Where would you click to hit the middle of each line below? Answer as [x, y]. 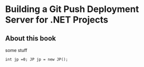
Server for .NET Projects [57, 20]
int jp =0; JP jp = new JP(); [37, 59]
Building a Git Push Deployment [72, 9]
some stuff [16, 50]
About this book [30, 38]
